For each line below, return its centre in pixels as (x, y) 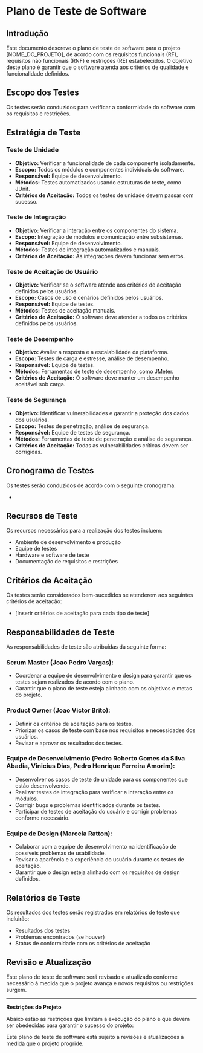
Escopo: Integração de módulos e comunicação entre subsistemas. (99, 236)
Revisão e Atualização (49, 962)
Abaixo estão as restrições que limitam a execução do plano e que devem (98, 1019)
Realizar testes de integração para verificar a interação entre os (94, 792)
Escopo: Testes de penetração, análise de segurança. (82, 426)
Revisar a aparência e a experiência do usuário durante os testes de (99, 860)
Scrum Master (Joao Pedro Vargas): (60, 662)
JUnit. (22, 189)
